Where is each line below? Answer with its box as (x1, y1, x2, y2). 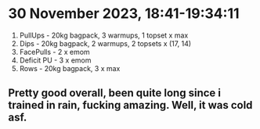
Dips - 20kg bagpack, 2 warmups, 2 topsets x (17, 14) (19, 38, 192, 48)
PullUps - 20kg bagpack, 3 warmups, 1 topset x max (19, 30, 189, 40)
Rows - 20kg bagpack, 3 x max (19, 63, 121, 73)
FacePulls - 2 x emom (19, 47, 90, 56)
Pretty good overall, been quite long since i (8, 87, 222, 100)
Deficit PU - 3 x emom (19, 56, 92, 65)
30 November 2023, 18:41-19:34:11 (8, 5, 240, 23)
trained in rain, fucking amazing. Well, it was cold (8, 99, 253, 112)
